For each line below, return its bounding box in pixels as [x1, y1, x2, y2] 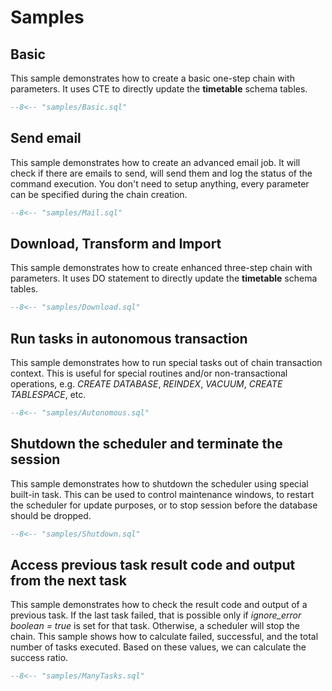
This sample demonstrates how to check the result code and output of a [10, 599, 308, 611]
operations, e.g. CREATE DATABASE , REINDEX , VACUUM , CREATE [10, 378, 283, 390]
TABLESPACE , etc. [10, 389, 87, 401]
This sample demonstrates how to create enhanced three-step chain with [10, 262, 313, 274]
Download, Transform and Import [10, 235, 222, 252]
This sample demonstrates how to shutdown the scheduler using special [10, 477, 309, 490]
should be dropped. [10, 509, 92, 521]
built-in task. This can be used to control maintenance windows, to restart [10, 488, 315, 500]
